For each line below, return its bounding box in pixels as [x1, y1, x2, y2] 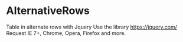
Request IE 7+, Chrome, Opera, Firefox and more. [6, 29, 126, 36]
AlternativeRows [6, 4, 90, 17]
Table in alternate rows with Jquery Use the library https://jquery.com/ [6, 23, 177, 30]
